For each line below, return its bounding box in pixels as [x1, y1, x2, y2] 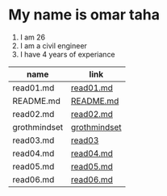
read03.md [12, 135, 55, 146]
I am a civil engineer [19, 40, 87, 50]
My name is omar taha [8, 6, 160, 24]
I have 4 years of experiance [19, 49, 115, 59]
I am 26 [19, 32, 46, 42]
